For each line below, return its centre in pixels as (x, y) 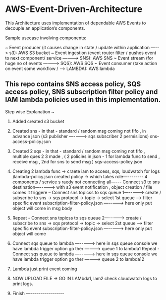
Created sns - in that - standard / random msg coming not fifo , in (79, 131)
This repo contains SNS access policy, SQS (73, 84)
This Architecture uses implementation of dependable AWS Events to (76, 23)
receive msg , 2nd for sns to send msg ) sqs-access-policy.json (77, 161)
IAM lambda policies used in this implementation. (83, 100)
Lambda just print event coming (45, 269)
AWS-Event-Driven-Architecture (74, 9)
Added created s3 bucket (38, 121)
